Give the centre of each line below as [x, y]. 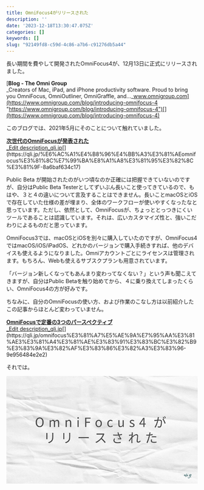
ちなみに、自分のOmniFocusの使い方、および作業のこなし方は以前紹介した [100, 301]
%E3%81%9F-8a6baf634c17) [43, 167]
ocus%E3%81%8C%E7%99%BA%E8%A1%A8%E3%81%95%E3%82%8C [100, 160]
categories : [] [25, 32]
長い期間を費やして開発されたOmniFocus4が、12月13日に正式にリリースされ [102, 63]
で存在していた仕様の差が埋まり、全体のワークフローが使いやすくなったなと [102, 202]
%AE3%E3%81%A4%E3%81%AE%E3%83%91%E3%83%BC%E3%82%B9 [101, 342]
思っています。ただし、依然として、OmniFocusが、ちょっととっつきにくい [100, 210]
